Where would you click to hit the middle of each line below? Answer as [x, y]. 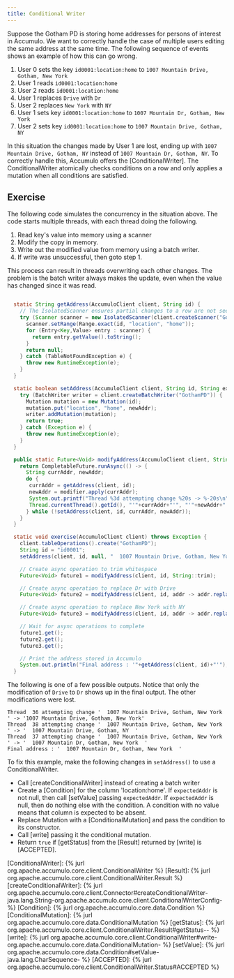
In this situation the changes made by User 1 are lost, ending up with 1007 [112, 146]
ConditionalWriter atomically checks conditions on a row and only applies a [115, 168]
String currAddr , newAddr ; [65, 473]
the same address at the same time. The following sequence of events [108, 48]
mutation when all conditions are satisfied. [68, 175]
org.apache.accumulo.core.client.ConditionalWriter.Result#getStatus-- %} [114, 930]
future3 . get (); [42, 646]
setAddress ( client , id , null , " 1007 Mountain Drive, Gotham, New [119, 556]
